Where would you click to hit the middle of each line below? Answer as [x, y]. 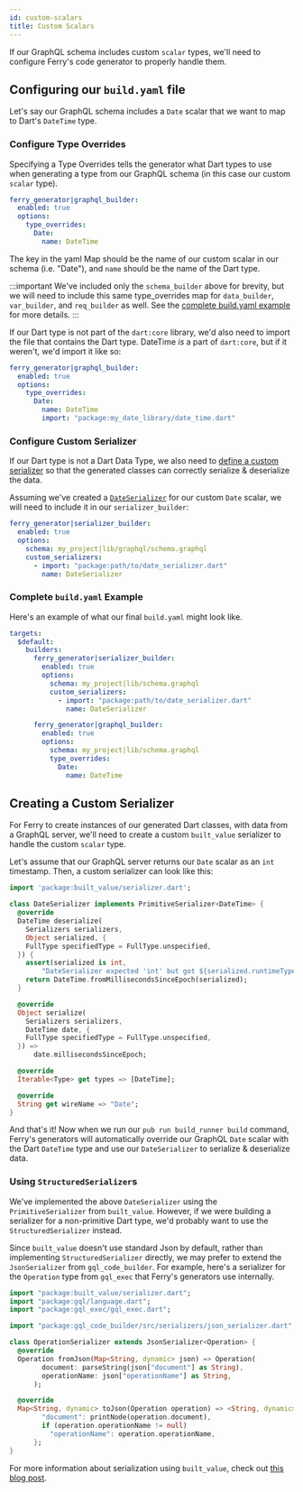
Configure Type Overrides [68, 144]
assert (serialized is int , [76, 963]
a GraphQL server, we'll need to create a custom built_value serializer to [145, 834]
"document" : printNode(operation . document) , [127, 1417]
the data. [26, 480]
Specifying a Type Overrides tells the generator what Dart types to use [141, 164]
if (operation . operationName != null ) [115, 1426]
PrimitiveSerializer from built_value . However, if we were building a [140, 1211]
